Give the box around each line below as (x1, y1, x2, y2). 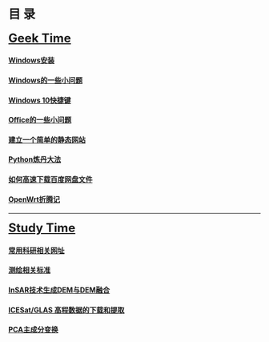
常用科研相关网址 (8, 245, 65, 255)
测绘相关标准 (8, 265, 50, 275)
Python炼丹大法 (8, 155, 62, 164)
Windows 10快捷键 (8, 95, 71, 105)
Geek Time (8, 30, 71, 46)
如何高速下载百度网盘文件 (8, 174, 93, 184)
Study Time (8, 220, 76, 236)
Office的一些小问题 (8, 115, 72, 125)
